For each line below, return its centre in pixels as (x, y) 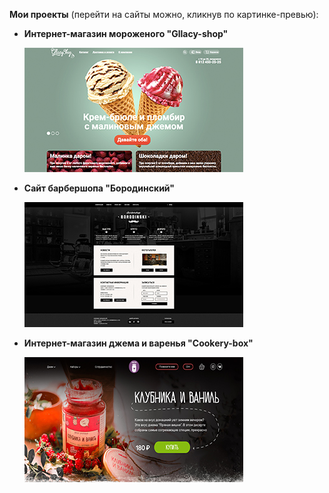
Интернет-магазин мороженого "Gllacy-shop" (126, 33)
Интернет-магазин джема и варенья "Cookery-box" (138, 343)
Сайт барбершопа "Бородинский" (99, 188)
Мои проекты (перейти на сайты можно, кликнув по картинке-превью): (164, 14)
